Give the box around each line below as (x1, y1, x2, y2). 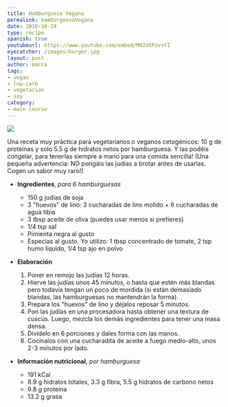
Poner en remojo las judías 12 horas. (27, 270, 130, 279)
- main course (7, 106, 48, 113)
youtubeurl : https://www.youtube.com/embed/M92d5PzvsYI (7, 42, 170, 49)
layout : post (7, 55, 45, 62)
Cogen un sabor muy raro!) (7, 166, 84, 175)
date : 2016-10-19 (7, 23, 57, 30)
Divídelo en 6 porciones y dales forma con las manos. (27, 329, 180, 337)
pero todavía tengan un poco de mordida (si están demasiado (27, 286, 202, 294)
